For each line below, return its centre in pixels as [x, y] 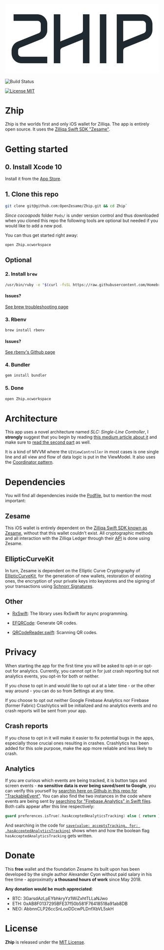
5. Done [14, 388]
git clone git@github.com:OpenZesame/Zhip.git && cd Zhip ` [66, 206]
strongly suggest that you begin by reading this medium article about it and [81, 437]
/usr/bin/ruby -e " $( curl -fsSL [38, 285]
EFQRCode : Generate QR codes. [45, 623]
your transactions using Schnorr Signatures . [49, 587]
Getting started [37, 149]
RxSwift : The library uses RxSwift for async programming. [70, 613]
